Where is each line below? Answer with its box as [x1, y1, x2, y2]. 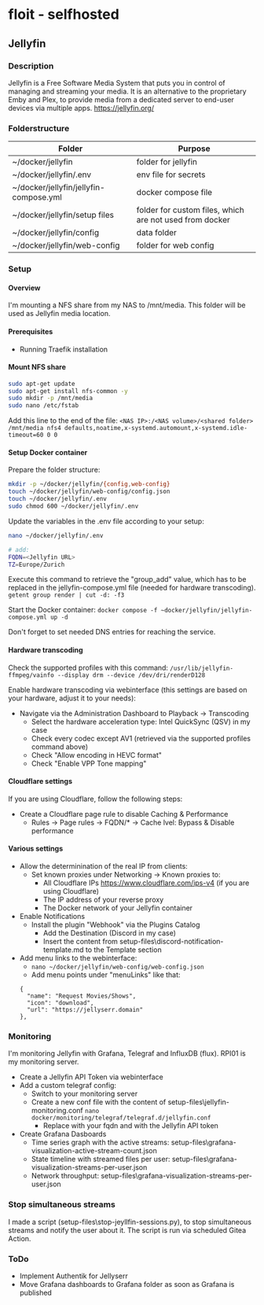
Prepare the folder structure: [8, 465, 101, 475]
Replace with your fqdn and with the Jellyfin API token [42, 1121, 218, 1130]
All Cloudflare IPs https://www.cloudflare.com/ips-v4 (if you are [42, 878, 250, 888]
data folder [136, 227, 177, 238]
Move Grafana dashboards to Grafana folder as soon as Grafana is [19, 1279, 235, 1288]
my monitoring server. [8, 1057, 79, 1067]
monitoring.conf [31, 1106, 84, 1116]
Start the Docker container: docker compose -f [8, 605, 158, 615]
